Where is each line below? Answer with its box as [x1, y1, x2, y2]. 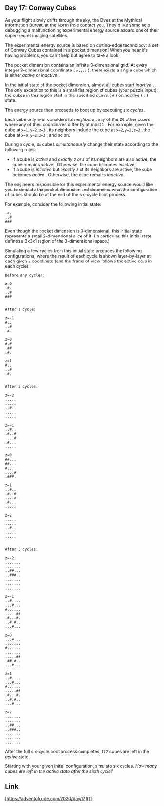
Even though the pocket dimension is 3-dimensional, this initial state [5, 228, 143, 234]
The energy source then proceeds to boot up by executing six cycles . [5, 107, 146, 113]
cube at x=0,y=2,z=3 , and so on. [5, 132, 71, 138]
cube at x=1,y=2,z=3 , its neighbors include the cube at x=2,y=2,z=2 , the [5, 127, 150, 133]
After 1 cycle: [5, 307, 36, 312]
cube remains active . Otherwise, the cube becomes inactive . [12, 161, 137, 167]
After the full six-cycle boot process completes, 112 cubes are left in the [5, 748, 150, 754]
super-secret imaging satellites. [5, 32, 69, 38]
